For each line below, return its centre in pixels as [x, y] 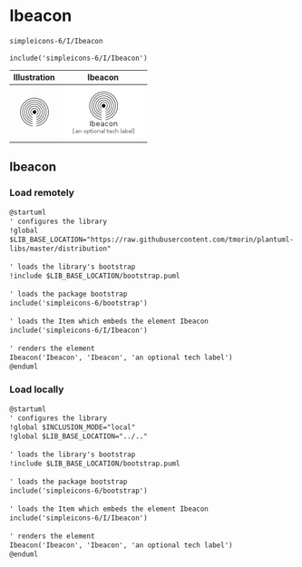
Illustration [34, 77]
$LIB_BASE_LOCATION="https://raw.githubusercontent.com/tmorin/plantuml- [152, 240]
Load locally [37, 389]
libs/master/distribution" [60, 249]
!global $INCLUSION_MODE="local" [73, 427]
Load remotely [42, 192]
